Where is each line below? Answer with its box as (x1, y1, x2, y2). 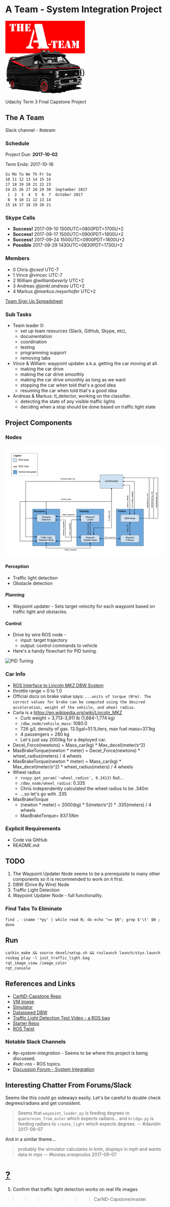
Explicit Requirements (5, 825, 61, 832)
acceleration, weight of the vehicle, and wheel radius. (12, 705, 136, 710)
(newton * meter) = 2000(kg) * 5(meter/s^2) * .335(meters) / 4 (20, 802, 152, 808)
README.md (12, 842, 40, 848)
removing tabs (20, 355, 51, 361)
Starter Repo (12, 1020, 40, 1026)
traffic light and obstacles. (12, 609, 68, 615)
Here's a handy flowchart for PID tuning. (12, 648, 98, 654)
